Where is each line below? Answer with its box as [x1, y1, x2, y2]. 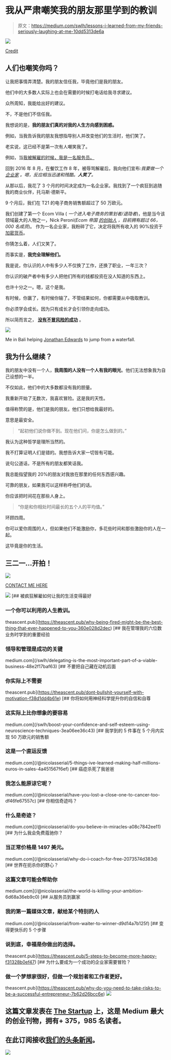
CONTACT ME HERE [5, 582, 48, 588]
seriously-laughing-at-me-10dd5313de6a [17, 28, 104, 34]
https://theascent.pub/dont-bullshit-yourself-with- [38, 689, 144, 695]
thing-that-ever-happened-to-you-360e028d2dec [5, 625, 111, 631]
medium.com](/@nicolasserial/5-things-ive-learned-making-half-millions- [5, 760, 161, 766]
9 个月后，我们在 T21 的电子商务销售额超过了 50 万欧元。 [5, 200, 126, 206]
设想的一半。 [9, 373, 37, 380]
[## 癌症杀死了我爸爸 [70, 766, 115, 772]
